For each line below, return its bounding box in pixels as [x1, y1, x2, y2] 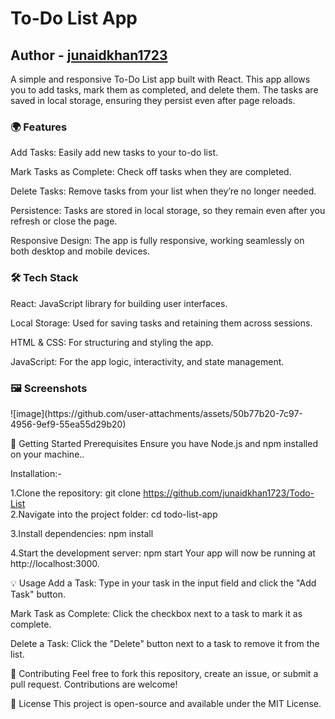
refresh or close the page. [10, 215, 118, 227]
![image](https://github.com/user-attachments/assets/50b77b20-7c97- [10, 407, 303, 419]
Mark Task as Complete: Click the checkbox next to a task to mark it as [10, 607, 303, 619]
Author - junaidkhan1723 [10, 47, 168, 64]
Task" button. [10, 588, 66, 600]
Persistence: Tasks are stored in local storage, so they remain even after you [10, 205, 326, 217]
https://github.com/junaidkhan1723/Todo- [143, 487, 315, 499]
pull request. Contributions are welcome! [10, 678, 178, 690]
